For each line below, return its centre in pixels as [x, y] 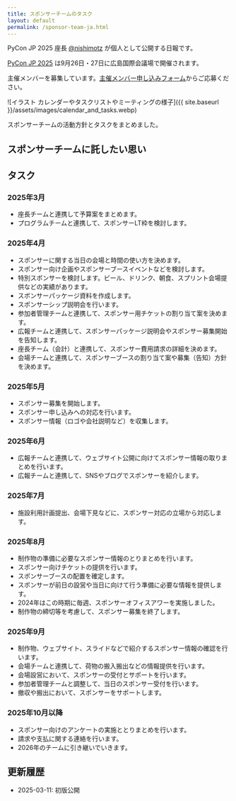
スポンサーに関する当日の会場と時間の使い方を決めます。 [101, 260]
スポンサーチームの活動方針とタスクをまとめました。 [85, 125]
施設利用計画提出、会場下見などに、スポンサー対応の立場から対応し [117, 512]
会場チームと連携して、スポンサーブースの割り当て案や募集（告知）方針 [122, 357]
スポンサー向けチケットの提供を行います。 [79, 567]
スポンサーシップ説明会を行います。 [70, 304]
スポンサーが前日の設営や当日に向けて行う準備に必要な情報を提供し [117, 585]
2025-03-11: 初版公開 [48, 790]
